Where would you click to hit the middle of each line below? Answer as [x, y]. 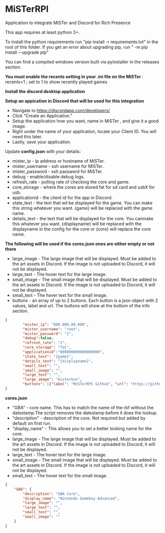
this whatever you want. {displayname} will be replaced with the [77, 224]
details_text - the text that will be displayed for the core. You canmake [83, 218]
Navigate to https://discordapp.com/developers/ [61, 110]
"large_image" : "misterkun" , [53, 380]
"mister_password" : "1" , [48, 333]
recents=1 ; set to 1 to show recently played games [56, 82]
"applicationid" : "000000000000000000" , [64, 352]
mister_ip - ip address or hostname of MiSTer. [58, 161]
